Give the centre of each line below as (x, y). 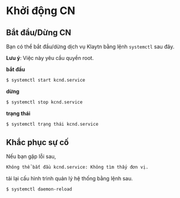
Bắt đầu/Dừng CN (39, 33)
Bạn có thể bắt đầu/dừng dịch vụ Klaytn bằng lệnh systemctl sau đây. (90, 46)
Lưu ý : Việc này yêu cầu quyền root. (50, 58)
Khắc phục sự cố (38, 142)
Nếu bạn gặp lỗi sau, (31, 156)
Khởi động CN (41, 11)
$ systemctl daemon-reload (39, 189)
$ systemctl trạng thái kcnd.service (52, 124)
